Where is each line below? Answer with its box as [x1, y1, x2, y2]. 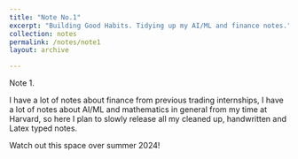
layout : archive [9, 46, 69, 55]
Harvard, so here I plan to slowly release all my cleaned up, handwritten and [9, 114, 286, 125]
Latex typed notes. [9, 123, 78, 133]
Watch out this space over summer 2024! [9, 140, 161, 151]
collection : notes [9, 29, 77, 38]
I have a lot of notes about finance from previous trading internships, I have [9, 95, 284, 106]
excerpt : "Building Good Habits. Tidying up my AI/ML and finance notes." [9, 21, 292, 30]
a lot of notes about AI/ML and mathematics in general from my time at [9, 104, 268, 115]
